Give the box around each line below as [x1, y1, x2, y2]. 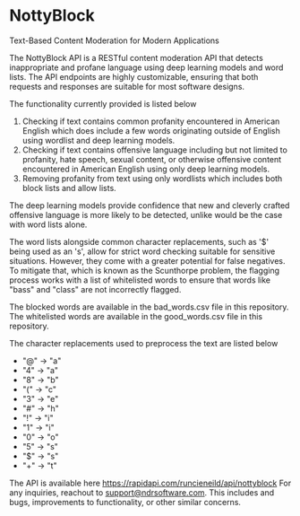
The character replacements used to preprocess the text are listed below [9, 337, 279, 348]
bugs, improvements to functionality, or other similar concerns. [9, 496, 242, 507]
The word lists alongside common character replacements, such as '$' [9, 236, 270, 247]
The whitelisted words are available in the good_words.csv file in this [9, 310, 263, 321]
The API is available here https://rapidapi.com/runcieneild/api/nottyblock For [9, 477, 292, 488]
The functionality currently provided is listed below [9, 98, 197, 109]
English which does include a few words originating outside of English [21, 125, 280, 136]
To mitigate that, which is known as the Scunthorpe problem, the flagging [9, 265, 280, 275]
